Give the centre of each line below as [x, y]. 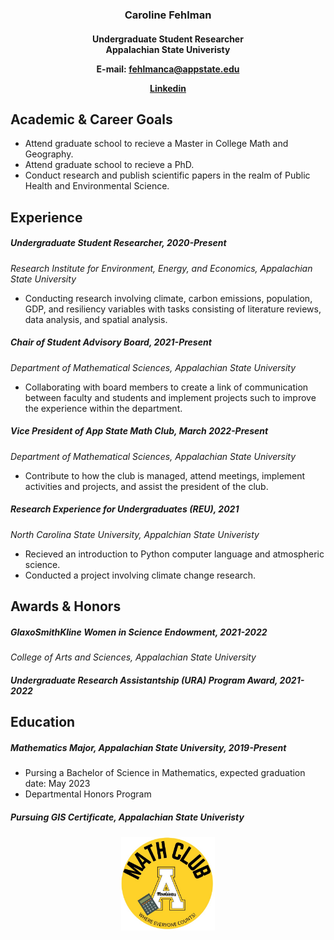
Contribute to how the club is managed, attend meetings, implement [165, 475]
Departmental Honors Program [88, 794]
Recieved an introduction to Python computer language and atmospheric [174, 554]
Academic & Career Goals [91, 119]
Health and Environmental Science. [97, 186]
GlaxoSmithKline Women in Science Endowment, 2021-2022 [139, 632]
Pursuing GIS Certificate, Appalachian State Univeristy [127, 817]
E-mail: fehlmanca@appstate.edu [168, 69]
